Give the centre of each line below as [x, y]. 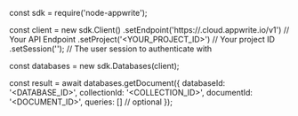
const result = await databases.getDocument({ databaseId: [117, 83]
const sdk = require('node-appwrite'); [79, 13]
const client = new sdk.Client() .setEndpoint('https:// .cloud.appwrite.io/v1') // [149, 30]
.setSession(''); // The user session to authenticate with [111, 49]
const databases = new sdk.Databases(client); [94, 66]
